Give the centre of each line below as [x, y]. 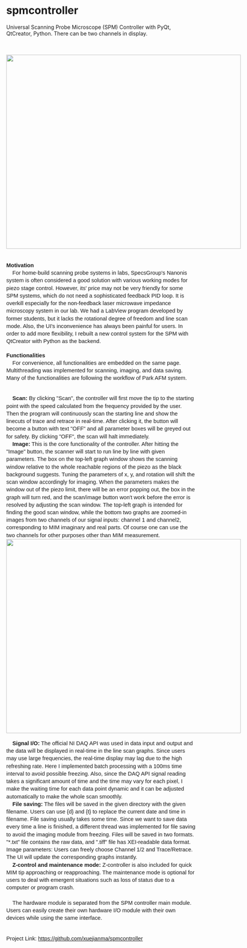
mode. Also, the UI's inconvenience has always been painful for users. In [95, 326]
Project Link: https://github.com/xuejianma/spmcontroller [75, 938]
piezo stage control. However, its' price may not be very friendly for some [95, 288]
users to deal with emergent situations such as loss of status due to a [90, 880]
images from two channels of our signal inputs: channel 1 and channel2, [94, 520]
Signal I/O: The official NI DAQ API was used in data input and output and [103, 743]
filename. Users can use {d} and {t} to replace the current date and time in [96, 812]
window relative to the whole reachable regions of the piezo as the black [94, 467]
